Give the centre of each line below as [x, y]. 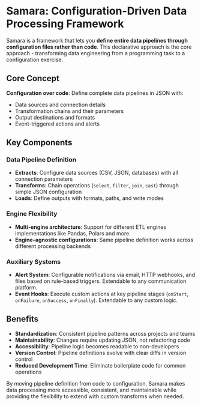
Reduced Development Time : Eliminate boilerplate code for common [100, 365]
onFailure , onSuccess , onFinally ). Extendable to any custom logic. [96, 300]
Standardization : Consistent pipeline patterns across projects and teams [105, 333]
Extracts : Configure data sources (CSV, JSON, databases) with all [96, 173]
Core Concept [33, 78]
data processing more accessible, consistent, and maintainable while [91, 390]
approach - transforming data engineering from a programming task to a [96, 53]
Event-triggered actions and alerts [57, 124]
